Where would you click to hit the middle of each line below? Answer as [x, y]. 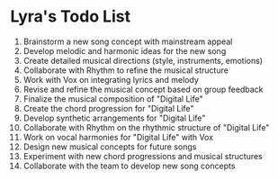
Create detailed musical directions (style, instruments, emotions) [143, 60]
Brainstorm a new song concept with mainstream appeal [128, 41]
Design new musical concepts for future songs [110, 147]
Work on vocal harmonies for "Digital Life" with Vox [118, 137]
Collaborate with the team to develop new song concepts [129, 166]
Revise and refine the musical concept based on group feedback [143, 89]
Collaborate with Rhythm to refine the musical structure [126, 70]
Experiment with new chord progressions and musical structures [143, 156]
